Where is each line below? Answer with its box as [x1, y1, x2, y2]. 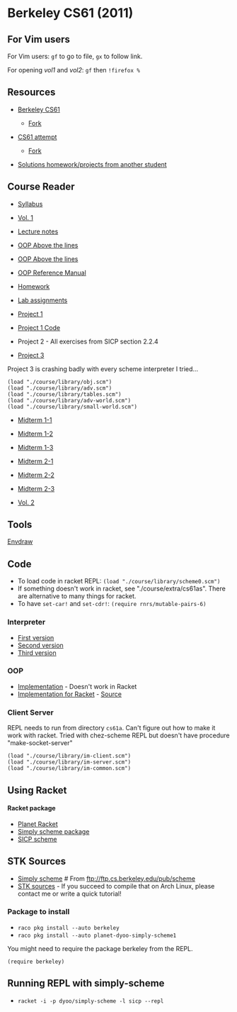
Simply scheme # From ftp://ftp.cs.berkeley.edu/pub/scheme [17, 874, 196, 883]
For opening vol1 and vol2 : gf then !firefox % [7, 66, 140, 74]
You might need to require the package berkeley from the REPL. [7, 944, 193, 952]
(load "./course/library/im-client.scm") [7, 752, 132, 760]
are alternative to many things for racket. [17, 592, 137, 600]
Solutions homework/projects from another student [17, 160, 168, 168]
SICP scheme [17, 835, 57, 843]
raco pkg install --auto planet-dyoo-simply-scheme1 [17, 932, 177, 939]
